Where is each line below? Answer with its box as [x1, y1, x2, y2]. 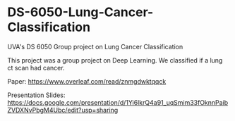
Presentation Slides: [7, 91, 66, 99]
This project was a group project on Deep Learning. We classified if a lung [7, 56, 223, 64]
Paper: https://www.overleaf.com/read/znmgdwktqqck [7, 77, 167, 85]
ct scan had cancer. [7, 63, 65, 72]
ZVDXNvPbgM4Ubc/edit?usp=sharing [7, 106, 119, 114]
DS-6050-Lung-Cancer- [7, 4, 154, 20]
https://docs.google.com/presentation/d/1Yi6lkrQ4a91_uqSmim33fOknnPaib [7, 98, 229, 106]
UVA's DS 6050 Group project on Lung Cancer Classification [7, 42, 183, 51]
